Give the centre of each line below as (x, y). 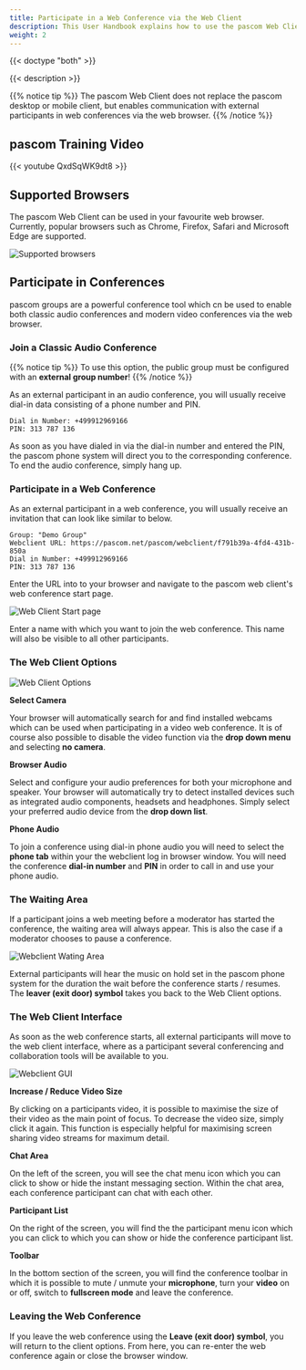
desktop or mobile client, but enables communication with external (134, 106)
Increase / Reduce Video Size (66, 1092)
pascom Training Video (76, 144)
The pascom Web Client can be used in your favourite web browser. (137, 217)
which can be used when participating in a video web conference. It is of (146, 727)
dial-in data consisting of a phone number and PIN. (105, 405)
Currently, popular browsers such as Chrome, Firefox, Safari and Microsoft (149, 226)
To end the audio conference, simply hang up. (96, 465)
